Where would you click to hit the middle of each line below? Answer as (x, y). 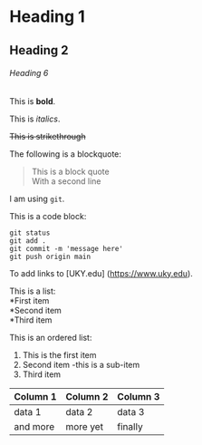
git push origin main (50, 256)
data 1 (28, 411)
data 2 (79, 411)
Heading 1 (48, 17)
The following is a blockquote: (66, 154)
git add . (28, 241)
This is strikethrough (48, 136)
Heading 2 (39, 50)
